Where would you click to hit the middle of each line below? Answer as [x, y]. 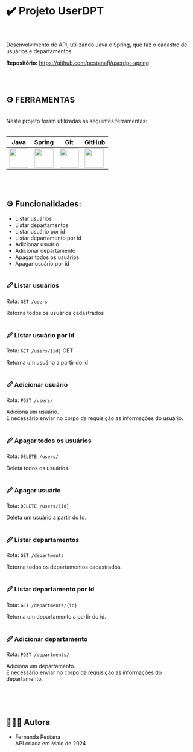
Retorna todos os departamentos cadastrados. [64, 567]
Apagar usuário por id [42, 263]
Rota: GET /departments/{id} [42, 605]
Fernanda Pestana [37, 737]
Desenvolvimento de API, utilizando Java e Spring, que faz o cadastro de [97, 45]
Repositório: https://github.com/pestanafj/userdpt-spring [78, 63]
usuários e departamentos [39, 51]
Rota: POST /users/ [30, 400]
